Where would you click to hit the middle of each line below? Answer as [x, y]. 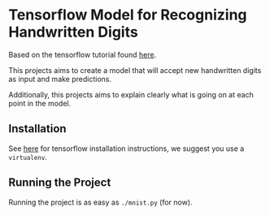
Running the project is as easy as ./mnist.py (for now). [100, 202]
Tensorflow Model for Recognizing [128, 15]
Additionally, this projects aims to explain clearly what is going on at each [131, 94]
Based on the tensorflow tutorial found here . [83, 54]
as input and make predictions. [60, 79]
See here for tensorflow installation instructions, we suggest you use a [126, 148]
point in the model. [40, 103]
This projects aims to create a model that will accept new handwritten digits [135, 70]
